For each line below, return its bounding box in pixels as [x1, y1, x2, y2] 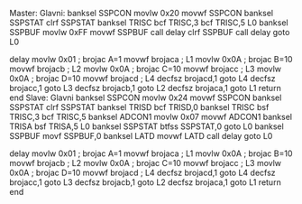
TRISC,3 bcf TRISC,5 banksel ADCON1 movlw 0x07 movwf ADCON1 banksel [9, 112, 293, 122]
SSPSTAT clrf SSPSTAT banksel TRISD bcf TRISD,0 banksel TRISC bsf [9, 102, 270, 112]
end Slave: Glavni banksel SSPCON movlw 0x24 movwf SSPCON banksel [9, 92, 282, 103]
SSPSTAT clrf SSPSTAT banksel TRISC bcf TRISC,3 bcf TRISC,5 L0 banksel [9, 17, 288, 28]
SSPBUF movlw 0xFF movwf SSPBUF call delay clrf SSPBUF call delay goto [9, 27, 290, 37]
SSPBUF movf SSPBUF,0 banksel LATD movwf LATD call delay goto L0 [9, 131, 273, 141]
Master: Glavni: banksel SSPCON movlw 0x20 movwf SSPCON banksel [9, 8, 273, 18]
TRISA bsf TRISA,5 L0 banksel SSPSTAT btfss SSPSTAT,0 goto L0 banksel [9, 121, 284, 132]
